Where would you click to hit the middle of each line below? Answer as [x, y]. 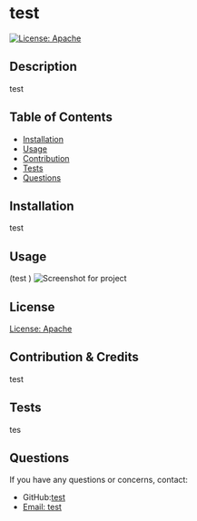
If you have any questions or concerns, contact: [99, 480]
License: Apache [41, 329]
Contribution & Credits [74, 357]
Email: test [42, 507]
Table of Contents [61, 118]
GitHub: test [44, 497]
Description [43, 67]
